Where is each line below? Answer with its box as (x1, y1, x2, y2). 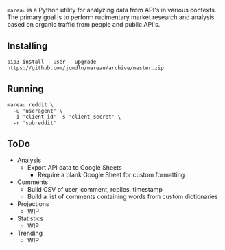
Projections (16, 200, 49, 208)
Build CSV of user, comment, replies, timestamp (27, 185, 163, 194)
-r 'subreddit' (13, 120, 57, 126)
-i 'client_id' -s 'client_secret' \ (13, 113, 121, 120)
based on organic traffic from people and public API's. (7, 21, 161, 28)
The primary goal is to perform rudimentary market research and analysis (7, 13, 215, 21)
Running (7, 83, 45, 95)
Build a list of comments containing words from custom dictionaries (27, 192, 218, 201)
